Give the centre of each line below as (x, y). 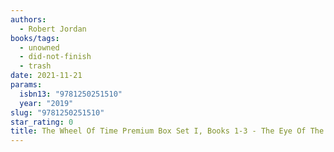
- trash (35, 66)
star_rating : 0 (42, 122)
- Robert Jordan (53, 29)
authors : (28, 19)
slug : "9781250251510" (57, 112)
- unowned (39, 47)
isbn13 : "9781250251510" (71, 94)
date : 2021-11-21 (46, 76)
